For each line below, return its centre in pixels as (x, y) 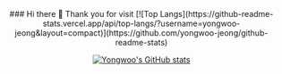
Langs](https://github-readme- (217, 14)
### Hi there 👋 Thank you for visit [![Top (84, 14)
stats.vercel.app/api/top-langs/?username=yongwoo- (141, 23)
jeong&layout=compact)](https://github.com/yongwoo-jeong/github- (141, 33)
